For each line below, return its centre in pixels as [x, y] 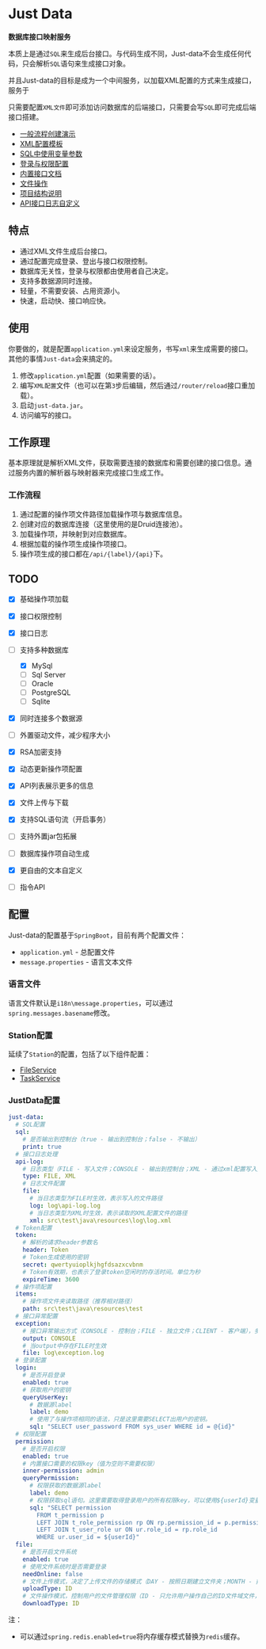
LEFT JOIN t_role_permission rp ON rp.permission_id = [129, 1522]
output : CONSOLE [49, 1338]
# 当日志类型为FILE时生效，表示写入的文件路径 [96, 1199]
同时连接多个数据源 [51, 719]
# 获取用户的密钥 [47, 1390]
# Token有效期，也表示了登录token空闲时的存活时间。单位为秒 [112, 1272]
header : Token [46, 1250]
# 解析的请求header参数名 [61, 1242]
